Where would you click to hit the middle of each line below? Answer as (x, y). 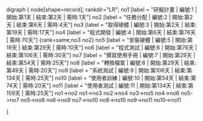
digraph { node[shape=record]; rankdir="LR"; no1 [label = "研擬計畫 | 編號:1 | (102, 9)
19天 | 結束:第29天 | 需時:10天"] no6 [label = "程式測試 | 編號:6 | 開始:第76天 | (102, 47)
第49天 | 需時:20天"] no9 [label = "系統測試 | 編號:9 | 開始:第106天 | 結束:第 (99, 70)
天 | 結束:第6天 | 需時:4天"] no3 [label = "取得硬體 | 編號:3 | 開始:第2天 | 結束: (101, 25)
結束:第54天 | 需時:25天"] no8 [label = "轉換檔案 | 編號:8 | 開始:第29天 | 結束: (101, 63)
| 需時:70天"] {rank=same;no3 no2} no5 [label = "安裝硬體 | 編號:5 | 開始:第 (99, 40)
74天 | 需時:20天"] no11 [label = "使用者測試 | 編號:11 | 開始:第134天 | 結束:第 (100, 85)
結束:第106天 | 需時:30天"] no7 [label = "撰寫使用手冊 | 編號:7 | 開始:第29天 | (101, 55)
